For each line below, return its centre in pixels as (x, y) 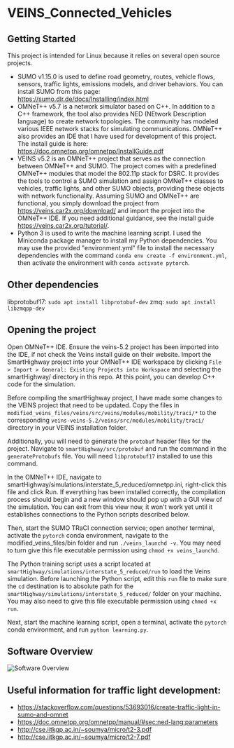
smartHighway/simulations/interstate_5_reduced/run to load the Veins (109, 571)
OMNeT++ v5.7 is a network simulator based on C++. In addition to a (116, 106)
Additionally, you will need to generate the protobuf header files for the (109, 441)
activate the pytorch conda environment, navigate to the (88, 535)
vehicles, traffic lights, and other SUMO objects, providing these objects (121, 188)
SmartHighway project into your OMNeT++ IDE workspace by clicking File (115, 362)
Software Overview (50, 652)
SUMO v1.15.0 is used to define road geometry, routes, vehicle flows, (116, 76)
